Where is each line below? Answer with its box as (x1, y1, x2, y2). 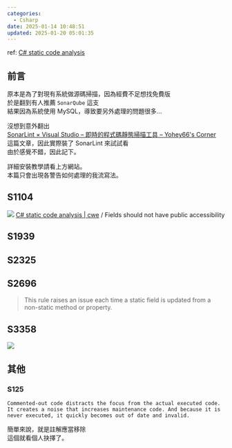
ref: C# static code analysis (7, 48, 85, 57)
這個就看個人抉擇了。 (7, 433, 68, 442)
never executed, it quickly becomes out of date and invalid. (7, 412, 190, 419)
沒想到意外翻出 (7, 122, 50, 130)
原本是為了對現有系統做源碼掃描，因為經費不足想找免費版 (7, 90, 171, 98)
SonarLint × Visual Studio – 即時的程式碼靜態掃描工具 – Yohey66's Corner (7, 131, 216, 139)
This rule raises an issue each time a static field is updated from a (23, 296, 211, 304)
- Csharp (13, 17, 39, 24)
